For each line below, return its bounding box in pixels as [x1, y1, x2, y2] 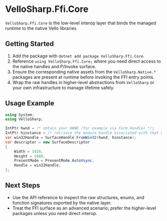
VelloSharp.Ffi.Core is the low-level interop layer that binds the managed [5, 20, 157, 26]
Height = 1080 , [14, 153, 46, 159]
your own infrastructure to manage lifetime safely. [12, 85, 115, 91]
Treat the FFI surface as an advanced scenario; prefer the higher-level [12, 205, 157, 211]
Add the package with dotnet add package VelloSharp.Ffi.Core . [12, 53, 145, 59]
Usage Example [5, 99, 55, 108]
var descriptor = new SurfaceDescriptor [5, 139, 90, 145]
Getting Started [5, 40, 54, 48]
